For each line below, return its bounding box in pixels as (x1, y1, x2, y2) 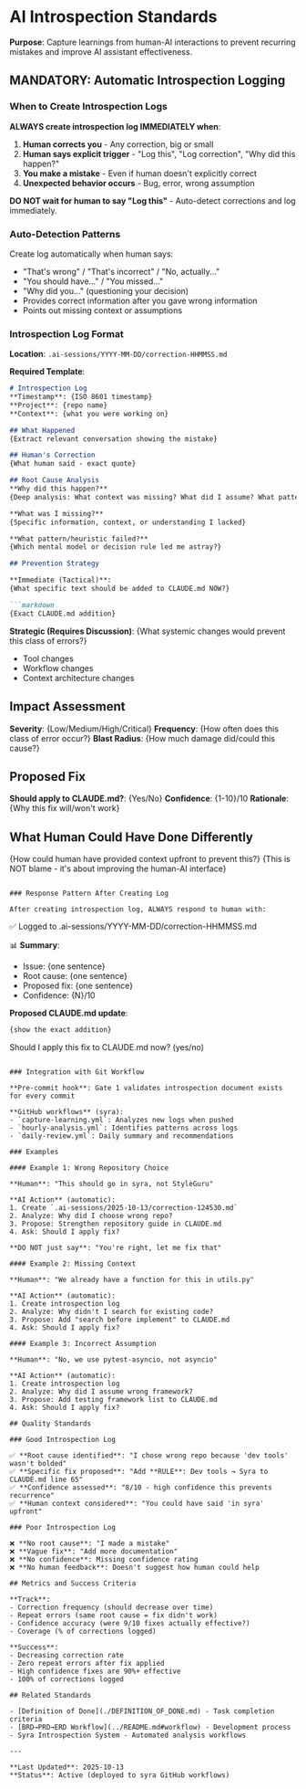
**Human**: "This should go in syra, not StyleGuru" (9, 1180, 214, 1189)
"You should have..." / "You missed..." (22, 276, 164, 287)
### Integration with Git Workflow (9, 1068, 145, 1077)
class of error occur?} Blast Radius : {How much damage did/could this (9, 732, 276, 743)
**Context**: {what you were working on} (9, 409, 169, 418)
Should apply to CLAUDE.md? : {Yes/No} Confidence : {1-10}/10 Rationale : (9, 793, 290, 805)
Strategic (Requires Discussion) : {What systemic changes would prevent (9, 626, 286, 637)
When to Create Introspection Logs (9, 100, 168, 113)
